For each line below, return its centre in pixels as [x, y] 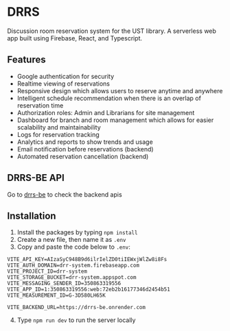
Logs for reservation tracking [58, 134]
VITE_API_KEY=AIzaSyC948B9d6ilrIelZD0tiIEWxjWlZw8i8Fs [87, 260]
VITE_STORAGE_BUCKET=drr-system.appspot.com [72, 278]
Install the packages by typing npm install [77, 232]
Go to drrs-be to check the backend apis [65, 194]
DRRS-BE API [36, 178]
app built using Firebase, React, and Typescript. [75, 38]
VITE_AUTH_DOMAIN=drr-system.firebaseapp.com [73, 266]
